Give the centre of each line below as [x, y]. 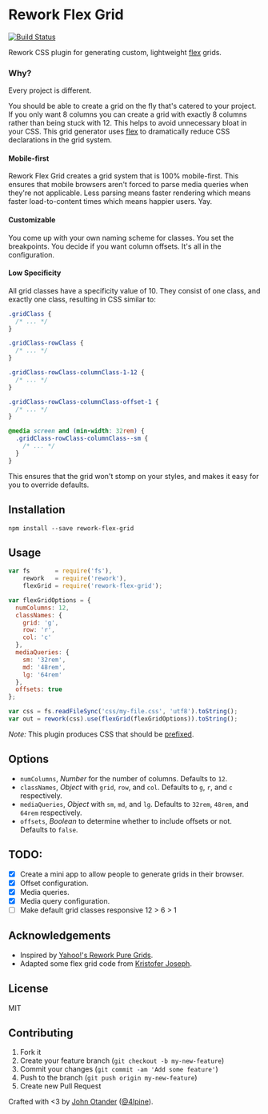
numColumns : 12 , [42, 608]
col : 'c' [37, 637]
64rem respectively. [51, 813]
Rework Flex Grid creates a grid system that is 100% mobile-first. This [124, 176]
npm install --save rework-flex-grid [71, 528]
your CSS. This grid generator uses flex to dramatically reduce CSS [119, 132]
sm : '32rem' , [44, 660]
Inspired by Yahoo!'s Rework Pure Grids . [86, 955]
